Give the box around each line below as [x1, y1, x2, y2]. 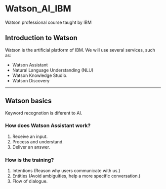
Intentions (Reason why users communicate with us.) [12, 168, 121, 174]
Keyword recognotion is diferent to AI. [5, 110, 83, 116]
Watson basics [5, 97, 52, 105]
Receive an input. [12, 133, 48, 139]
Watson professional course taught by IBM [5, 19, 92, 25]
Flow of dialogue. [12, 178, 48, 184]
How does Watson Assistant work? [5, 122, 91, 129]
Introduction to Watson [5, 34, 78, 42]
